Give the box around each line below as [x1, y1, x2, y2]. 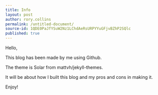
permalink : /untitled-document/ [5, 21, 74, 27]
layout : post [5, 12, 33, 17]
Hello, [5, 45, 18, 51]
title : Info [5, 7, 31, 13]
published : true [5, 31, 40, 36]
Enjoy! [5, 84, 19, 90]
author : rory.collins [5, 17, 51, 22]
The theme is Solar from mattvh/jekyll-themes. [5, 64, 103, 70]
